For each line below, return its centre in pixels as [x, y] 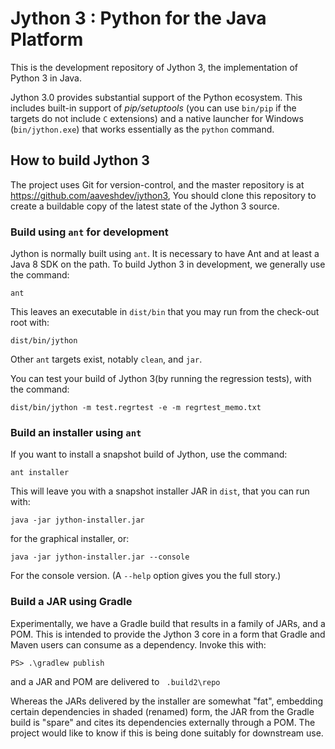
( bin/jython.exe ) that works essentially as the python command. [142, 129]
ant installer [40, 473]
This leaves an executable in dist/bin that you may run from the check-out [165, 312]
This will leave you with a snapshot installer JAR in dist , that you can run [160, 491]
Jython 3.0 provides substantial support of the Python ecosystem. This [156, 97]
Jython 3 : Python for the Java [138, 18]
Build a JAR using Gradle [71, 602]
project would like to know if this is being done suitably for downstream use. [167, 733]
